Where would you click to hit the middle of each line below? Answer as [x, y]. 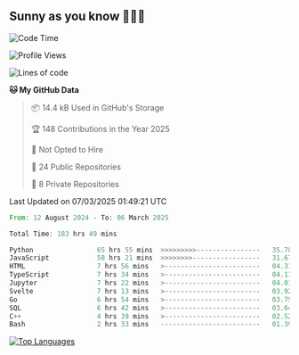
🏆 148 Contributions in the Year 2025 [101, 128]
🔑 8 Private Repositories [75, 184]
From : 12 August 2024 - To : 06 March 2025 [89, 218]
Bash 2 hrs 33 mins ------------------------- [135, 325]
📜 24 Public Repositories [76, 167]
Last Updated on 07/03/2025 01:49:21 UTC [88, 201]
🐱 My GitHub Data [44, 89]
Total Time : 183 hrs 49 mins [63, 234]
